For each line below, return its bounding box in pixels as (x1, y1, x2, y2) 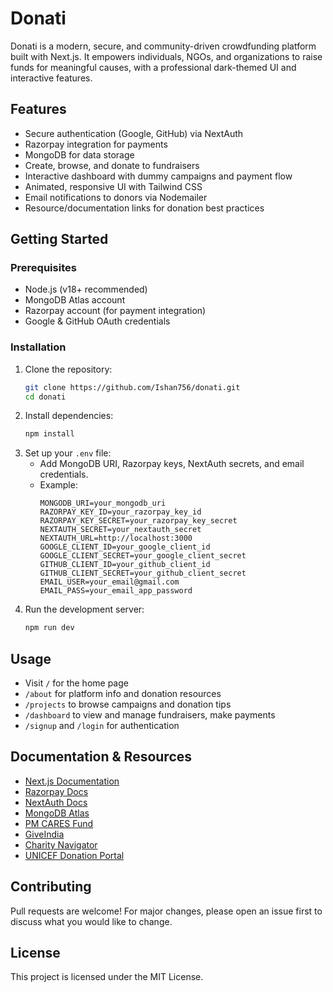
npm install (24, 429, 75, 439)
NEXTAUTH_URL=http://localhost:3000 (39, 533, 193, 544)
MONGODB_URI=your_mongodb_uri (39, 498, 167, 509)
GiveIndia (24, 828, 65, 840)
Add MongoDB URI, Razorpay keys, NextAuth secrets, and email (39, 458, 305, 470)
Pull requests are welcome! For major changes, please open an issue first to (10, 905, 323, 917)
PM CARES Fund (24, 817, 94, 829)
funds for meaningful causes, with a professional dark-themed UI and (10, 61, 297, 73)
